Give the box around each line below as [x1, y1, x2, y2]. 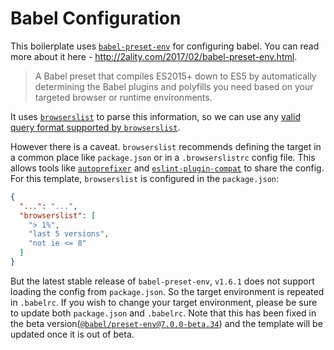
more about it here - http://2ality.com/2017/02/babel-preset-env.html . [10, 50, 298, 62]
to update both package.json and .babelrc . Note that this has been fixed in [10, 307, 317, 319]
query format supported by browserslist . [10, 121, 181, 133]
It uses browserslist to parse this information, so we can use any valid [10, 110, 301, 122]
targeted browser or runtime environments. [34, 91, 213, 103]
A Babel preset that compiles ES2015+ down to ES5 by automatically [34, 70, 317, 82]
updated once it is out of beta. [10, 328, 135, 340]
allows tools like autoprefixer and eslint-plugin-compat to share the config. [10, 162, 325, 174]
